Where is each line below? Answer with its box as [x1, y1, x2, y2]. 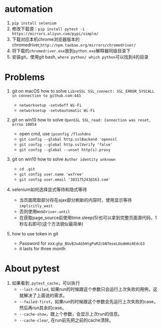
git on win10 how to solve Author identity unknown [11, 156, 116, 162]
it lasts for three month [19, 245, 66, 251]
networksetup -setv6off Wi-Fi [19, 103, 82, 108]
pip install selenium [11, 21, 56, 26]
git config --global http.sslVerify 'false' [19, 142, 113, 147]
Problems [4, 72, 45, 83]
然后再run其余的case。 [19, 305, 66, 311]
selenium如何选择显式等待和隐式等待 [11, 186, 87, 192]
